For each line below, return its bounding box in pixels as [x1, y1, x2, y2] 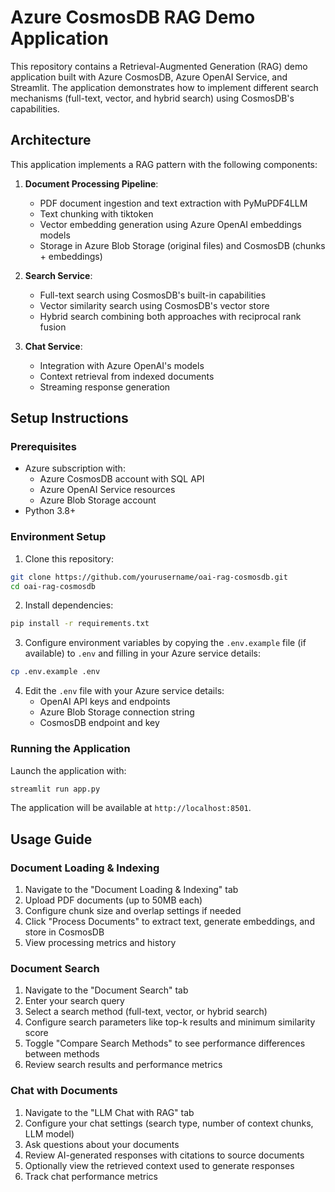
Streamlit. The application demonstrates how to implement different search [10, 81, 319, 93]
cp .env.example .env [10, 667, 101, 677]
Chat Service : [24, 340, 83, 352]
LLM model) [24, 1127, 75, 1140]
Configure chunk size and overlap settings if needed [24, 905, 242, 917]
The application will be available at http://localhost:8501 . [10, 802, 252, 814]
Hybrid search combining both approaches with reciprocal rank [39, 310, 302, 322]
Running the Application [10, 742, 131, 756]
